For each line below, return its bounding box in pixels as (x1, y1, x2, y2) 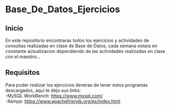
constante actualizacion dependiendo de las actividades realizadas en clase (5, 48, 165, 54)
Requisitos (5, 68, 40, 77)
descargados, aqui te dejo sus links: (5, 87, 81, 93)
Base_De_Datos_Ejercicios (5, 4, 120, 15)
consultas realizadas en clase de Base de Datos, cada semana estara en (5, 43, 157, 49)
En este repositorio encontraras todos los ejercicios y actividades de (5, 37, 150, 43)
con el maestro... (5, 53, 41, 60)
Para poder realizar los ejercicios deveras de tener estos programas (5, 81, 148, 88)
